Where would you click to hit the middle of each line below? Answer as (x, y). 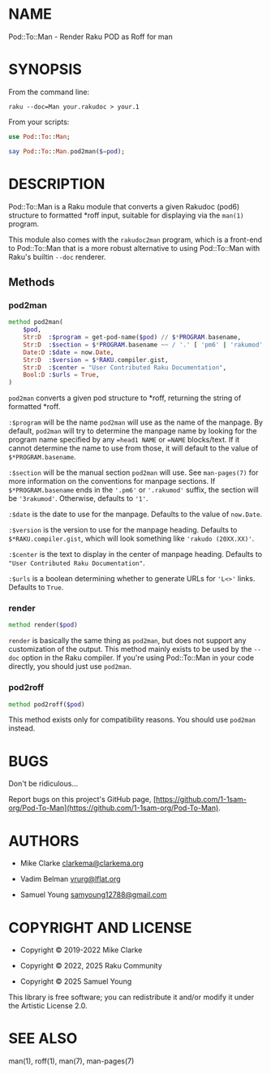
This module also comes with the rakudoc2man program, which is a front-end (135, 239)
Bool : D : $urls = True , (61, 375)
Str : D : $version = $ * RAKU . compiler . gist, (96, 360)
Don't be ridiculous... (43, 783)
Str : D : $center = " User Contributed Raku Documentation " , (125, 367)
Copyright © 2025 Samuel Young (76, 981)
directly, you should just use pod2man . (70, 666)
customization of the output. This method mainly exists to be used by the (130, 649)
